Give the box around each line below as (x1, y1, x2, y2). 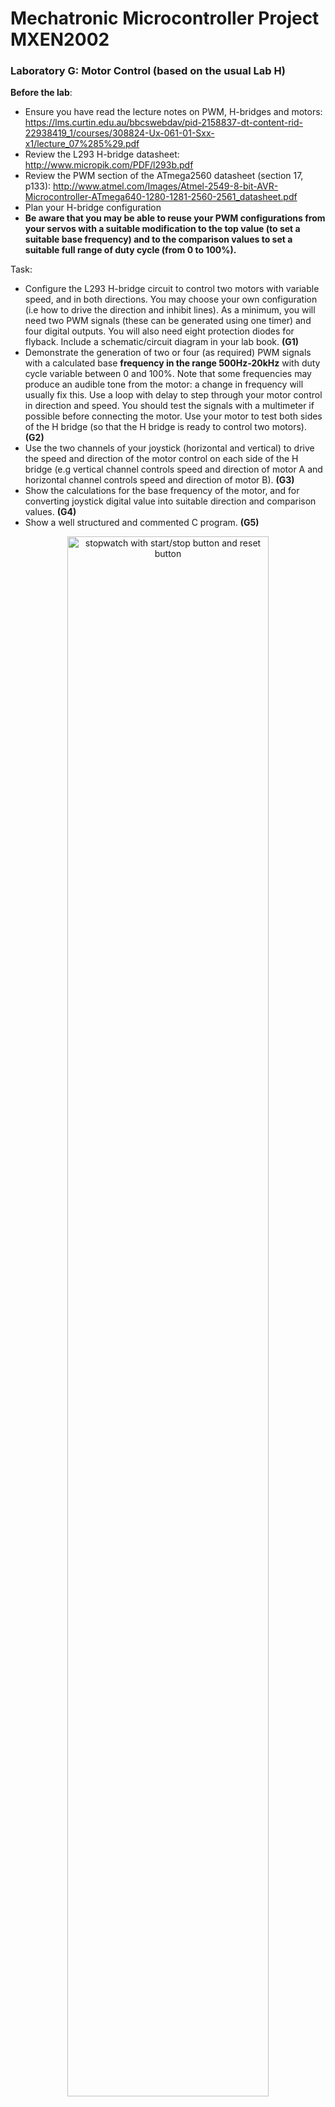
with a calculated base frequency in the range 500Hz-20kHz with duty (24, 357, 321, 369)
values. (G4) (24, 506, 77, 518)
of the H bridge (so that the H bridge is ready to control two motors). (24, 421, 307, 433)
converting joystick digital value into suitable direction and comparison (24, 495, 317, 507)
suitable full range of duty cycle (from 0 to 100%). (24, 244, 237, 256)
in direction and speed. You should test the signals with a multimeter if (24, 400, 315, 412)
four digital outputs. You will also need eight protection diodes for (24, 325, 295, 337)
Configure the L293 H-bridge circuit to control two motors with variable (24, 283, 320, 295)
